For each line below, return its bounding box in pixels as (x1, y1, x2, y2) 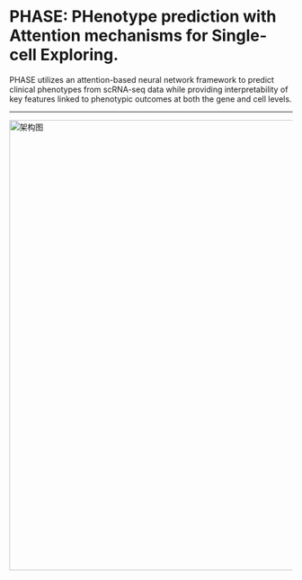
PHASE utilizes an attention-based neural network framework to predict (9, 74, 274, 85)
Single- (210, 25, 268, 46)
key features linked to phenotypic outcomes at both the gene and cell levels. (9, 93, 292, 104)
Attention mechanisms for (9, 25, 209, 46)
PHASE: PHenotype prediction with (9, 6, 277, 27)
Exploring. (40, 45, 120, 65)
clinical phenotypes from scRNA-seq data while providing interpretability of (9, 84, 289, 95)
